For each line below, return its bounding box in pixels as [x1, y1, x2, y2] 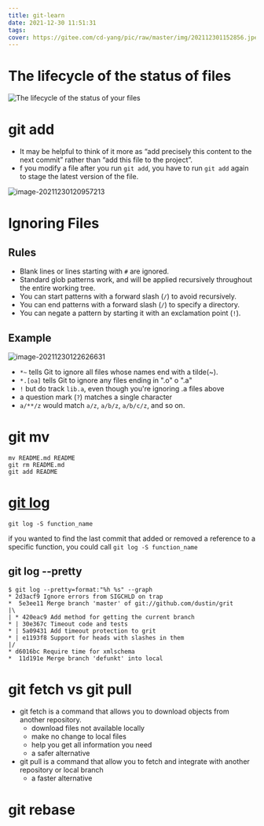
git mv [8, 428, 50, 446]
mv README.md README [8, 453, 76, 462]
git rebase [8, 801, 76, 818]
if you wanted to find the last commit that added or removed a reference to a [8, 534, 256, 543]
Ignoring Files [8, 215, 100, 233]
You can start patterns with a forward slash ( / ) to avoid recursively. [19, 292, 237, 301]
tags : [8, 26, 26, 34]
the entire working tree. [19, 284, 96, 293]
